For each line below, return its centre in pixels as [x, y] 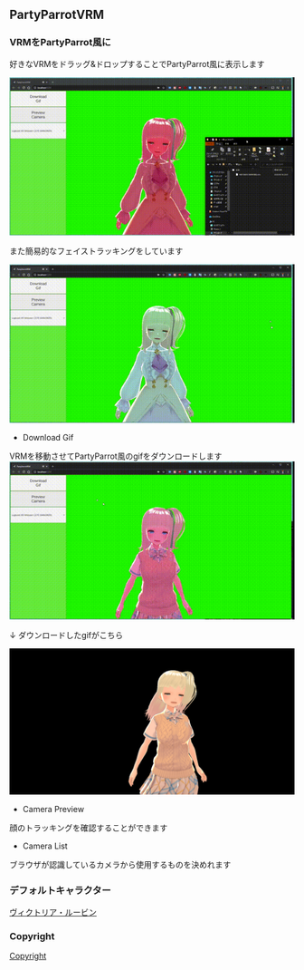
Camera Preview [53, 810]
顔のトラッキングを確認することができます [89, 828]
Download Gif [48, 437]
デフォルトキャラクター [60, 890]
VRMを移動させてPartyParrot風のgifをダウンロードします [116, 456]
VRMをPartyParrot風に [60, 43]
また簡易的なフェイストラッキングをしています [96, 251]
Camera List [45, 846]
